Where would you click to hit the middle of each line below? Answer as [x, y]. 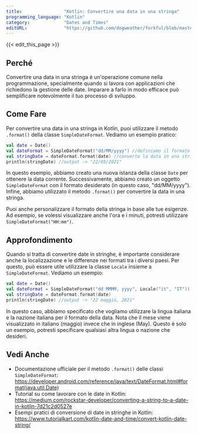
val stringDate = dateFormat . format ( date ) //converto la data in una [93, 156]
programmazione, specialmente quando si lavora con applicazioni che [91, 83]
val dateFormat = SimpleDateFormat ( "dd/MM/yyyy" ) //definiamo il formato [98, 151]
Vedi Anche [28, 355]
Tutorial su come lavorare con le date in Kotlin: [71, 394]
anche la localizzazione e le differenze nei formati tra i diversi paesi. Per [93, 260]
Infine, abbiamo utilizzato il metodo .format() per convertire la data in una [96, 192]
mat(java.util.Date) [37, 387]
